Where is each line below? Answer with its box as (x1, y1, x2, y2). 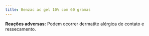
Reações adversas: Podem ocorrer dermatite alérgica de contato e (5, 21, 144, 27)
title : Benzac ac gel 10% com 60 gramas (5, 7, 91, 12)
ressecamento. (5, 26, 36, 32)
